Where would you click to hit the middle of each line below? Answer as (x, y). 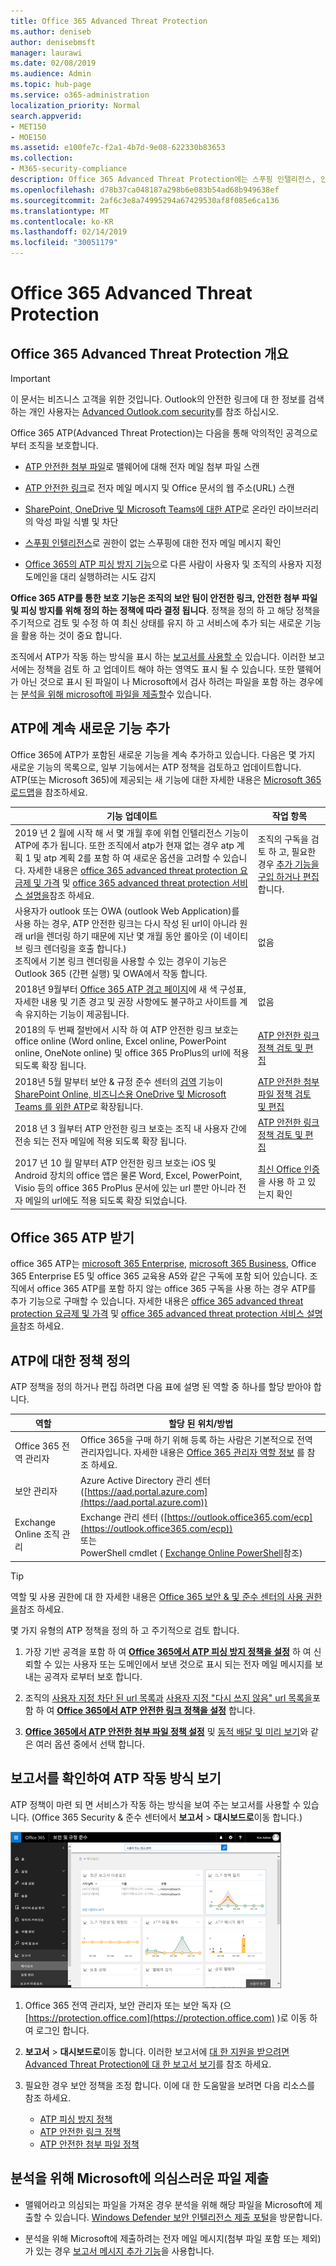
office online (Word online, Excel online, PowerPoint (120, 1041)
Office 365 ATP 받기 (72, 1237)
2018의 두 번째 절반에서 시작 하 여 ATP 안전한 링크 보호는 (126, 1030)
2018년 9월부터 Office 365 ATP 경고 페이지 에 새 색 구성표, (130, 989)
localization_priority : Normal (75, 105)
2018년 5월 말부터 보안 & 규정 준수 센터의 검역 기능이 (118, 1081)
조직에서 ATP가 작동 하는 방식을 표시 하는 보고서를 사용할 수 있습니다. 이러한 (158, 656)
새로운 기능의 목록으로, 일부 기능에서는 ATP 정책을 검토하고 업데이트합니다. (156, 767)
